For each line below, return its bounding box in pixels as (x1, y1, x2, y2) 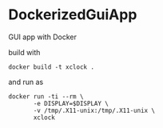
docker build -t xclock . (8, 62, 94, 71)
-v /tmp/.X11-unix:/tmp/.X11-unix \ (33, 106, 156, 114)
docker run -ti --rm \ (8, 92, 84, 101)
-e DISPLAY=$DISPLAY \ (33, 99, 109, 107)
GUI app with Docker (8, 32, 78, 42)
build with (8, 47, 41, 57)
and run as (8, 77, 44, 86)
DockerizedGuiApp (8, 6, 137, 24)
